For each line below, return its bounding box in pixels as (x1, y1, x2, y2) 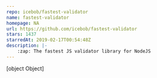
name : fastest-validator (6, 15, 69, 21)
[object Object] (6, 65, 44, 72)
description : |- (6, 43, 47, 49)
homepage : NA (6, 20, 40, 26)
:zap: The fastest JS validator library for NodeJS (17, 48, 151, 54)
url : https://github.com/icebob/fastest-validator (6, 25, 138, 32)
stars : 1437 (6, 31, 37, 37)
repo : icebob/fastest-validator (6, 8, 88, 15)
